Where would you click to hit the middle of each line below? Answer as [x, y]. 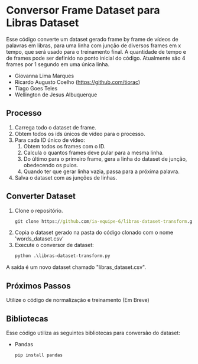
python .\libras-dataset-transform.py [62, 256]
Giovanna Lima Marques [44, 76]
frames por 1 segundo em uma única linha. [58, 64]
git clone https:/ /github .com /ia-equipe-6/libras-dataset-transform [101, 221]
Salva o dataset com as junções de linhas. [66, 177]
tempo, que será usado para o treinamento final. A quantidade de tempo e [96, 51]
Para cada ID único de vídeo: [50, 140]
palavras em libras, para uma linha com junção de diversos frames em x [94, 45]
